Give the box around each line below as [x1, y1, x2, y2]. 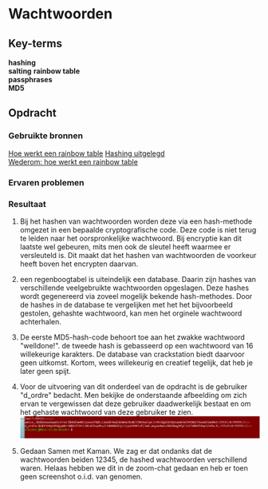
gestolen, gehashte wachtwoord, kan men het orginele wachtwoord [19, 308, 242, 318]
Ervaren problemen [8, 177, 85, 188]
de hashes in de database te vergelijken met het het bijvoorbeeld [19, 300, 233, 309]
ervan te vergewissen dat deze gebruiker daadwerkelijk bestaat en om [19, 399, 251, 408]
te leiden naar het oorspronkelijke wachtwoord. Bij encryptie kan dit [19, 233, 242, 243]
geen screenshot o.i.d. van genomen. [19, 472, 143, 482]
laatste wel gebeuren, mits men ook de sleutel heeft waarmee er [19, 241, 231, 252]
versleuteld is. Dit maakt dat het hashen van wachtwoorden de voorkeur [19, 250, 257, 260]
